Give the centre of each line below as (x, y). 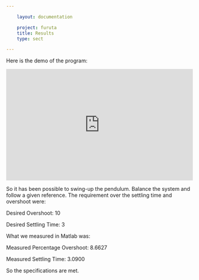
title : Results (36, 33)
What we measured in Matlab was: (48, 236)
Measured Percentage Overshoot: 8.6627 (57, 248)
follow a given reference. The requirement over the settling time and (89, 195)
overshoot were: (26, 202)
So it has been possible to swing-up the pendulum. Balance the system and (98, 189)
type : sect (30, 39)
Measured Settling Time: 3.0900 (46, 259)
